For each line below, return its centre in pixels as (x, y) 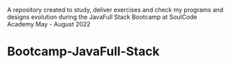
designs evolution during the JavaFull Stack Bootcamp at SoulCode (102, 17)
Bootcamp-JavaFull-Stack (83, 52)
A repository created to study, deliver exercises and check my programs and (115, 10)
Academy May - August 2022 (49, 24)
